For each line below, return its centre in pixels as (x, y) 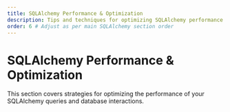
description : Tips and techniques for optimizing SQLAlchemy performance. (117, 20)
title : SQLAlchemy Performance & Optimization (75, 13)
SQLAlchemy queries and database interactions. (76, 101)
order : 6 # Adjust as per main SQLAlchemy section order (91, 26)
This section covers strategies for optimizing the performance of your (106, 94)
